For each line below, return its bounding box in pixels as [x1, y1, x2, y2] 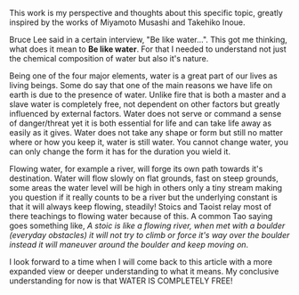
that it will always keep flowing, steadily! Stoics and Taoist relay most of [9, 201, 272, 212]
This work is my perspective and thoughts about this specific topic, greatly [9, 8, 283, 18]
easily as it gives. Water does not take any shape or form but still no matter [9, 127, 283, 137]
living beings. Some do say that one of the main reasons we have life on [9, 80, 273, 90]
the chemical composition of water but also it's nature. [9, 53, 209, 63]
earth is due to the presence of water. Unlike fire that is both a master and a [9, 89, 287, 100]
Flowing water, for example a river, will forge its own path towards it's [9, 164, 263, 174]
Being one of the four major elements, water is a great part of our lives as [9, 70, 278, 81]
